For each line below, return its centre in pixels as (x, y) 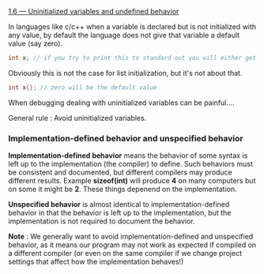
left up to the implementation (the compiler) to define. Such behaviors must (130, 164)
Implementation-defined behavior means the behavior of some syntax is (128, 156)
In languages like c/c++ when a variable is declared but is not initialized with (132, 26)
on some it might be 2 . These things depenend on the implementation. (123, 190)
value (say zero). (36, 43)
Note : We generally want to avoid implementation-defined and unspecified (131, 237)
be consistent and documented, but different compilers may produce (121, 172)
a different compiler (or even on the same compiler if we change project (125, 253)
